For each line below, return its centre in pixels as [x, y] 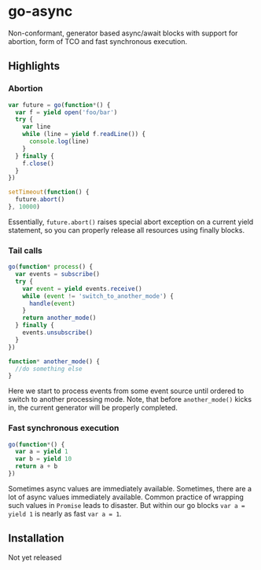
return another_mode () [59, 318]
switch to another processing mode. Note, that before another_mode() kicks [130, 399]
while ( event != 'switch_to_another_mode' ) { [98, 296]
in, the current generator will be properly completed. [93, 408]
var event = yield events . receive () [83, 289]
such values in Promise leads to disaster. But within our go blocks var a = [127, 505]
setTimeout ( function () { [49, 192]
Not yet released [35, 557]
